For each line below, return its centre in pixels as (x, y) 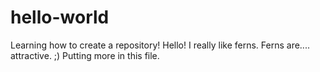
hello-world (60, 17)
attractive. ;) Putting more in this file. (85, 55)
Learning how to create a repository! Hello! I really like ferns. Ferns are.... (160, 45)
